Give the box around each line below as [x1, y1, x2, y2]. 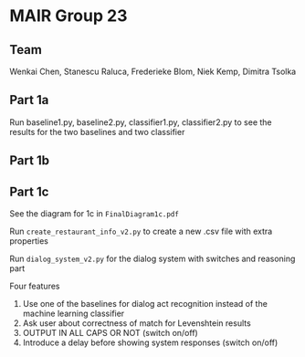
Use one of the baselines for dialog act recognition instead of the [22, 299, 268, 310]
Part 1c [9, 184, 49, 199]
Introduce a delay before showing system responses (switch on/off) [22, 337, 279, 348]
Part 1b [9, 152, 50, 169]
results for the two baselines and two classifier [9, 126, 185, 137]
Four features [9, 280, 60, 292]
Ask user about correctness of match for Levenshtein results [22, 318, 251, 329]
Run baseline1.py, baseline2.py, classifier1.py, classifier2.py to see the [9, 116, 272, 128]
